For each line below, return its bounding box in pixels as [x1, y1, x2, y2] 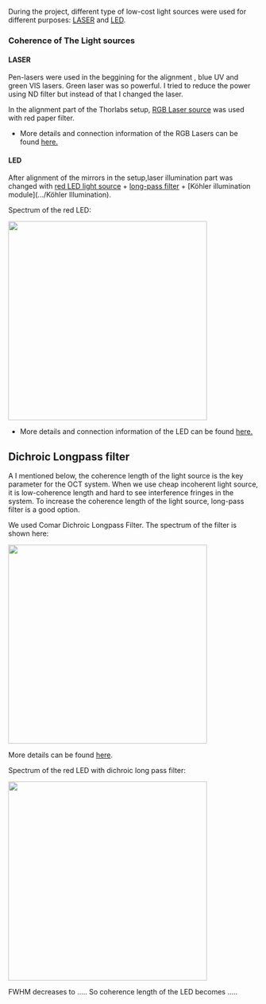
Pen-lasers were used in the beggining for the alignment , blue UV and [8, 72, 239, 82]
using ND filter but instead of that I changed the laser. [8, 89, 184, 99]
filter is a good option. [8, 505, 81, 514]
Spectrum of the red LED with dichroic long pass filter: [8, 766, 187, 775]
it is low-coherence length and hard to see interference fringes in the [8, 488, 234, 498]
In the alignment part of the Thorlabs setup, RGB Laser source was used [8, 105, 245, 115]
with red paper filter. [8, 113, 75, 123]
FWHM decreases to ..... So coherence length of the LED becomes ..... [8, 987, 238, 997]
